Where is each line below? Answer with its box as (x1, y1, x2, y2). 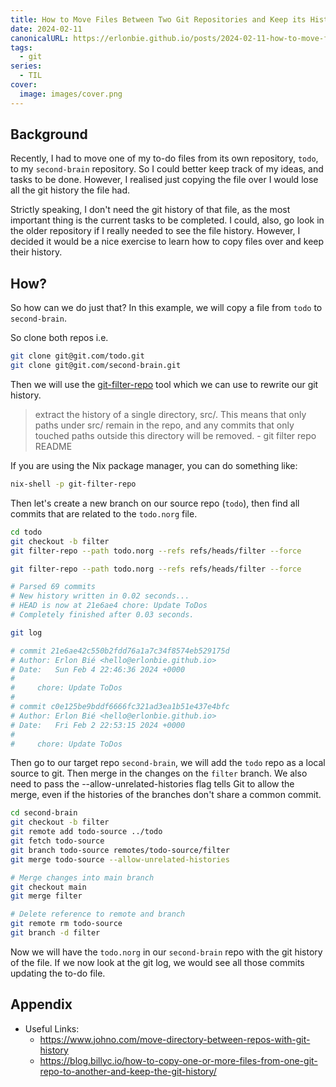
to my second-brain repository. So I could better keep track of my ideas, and (10, 163, 324, 175)
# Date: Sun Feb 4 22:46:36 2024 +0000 (10, 664, 186, 675)
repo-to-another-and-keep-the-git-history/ (39, 1065, 217, 1077)
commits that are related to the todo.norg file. (10, 507, 198, 520)
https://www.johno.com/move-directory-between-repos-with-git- (39, 1033, 311, 1045)
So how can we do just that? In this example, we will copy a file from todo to (10, 302, 323, 314)
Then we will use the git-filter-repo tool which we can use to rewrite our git (10, 379, 319, 390)
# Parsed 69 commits (10, 582, 97, 592)
